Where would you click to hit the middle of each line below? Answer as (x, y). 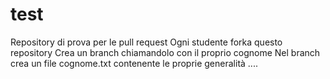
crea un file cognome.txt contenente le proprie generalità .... (134, 63)
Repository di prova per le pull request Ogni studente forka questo (146, 42)
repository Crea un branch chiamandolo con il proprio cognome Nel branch (165, 52)
